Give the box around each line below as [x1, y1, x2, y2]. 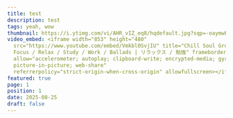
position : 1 [7, 87, 42, 94]
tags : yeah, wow [7, 23, 54, 30]
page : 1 [7, 81, 30, 88]
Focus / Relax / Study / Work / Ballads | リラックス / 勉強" [13, 49, 189, 56]
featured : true [7, 74, 51, 82]
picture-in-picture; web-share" [13, 62, 107, 69]
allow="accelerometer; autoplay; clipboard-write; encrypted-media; [13, 56, 216, 62]
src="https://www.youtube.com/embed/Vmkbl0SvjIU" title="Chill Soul [13, 42, 216, 49]
